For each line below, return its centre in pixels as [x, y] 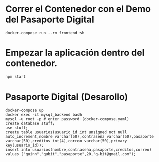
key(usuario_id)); [24, 145]
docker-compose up [24, 110]
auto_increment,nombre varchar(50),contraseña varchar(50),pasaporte [80, 136]
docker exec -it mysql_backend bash [44, 114]
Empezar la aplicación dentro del [75, 53]
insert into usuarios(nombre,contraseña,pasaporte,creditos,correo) [78, 150]
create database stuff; [30, 123]
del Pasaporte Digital [50, 19]
